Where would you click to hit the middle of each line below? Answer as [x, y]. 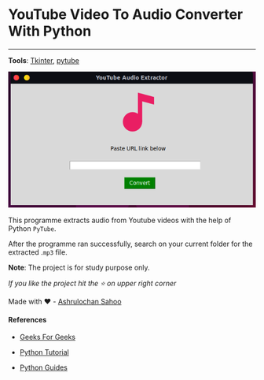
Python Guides [44, 367]
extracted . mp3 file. [38, 252]
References [27, 319]
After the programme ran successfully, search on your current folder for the [130, 244]
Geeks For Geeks [48, 337]
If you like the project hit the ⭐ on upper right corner [92, 283]
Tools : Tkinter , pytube [44, 60]
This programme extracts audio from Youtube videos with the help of [120, 220]
